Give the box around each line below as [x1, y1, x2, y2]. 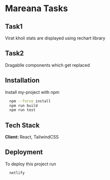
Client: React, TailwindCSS [5, 134, 59, 140]
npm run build [9, 103, 38, 108]
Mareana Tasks [5, 3, 68, 14]
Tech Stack [5, 121, 40, 129]
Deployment [5, 148, 43, 156]
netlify [9, 170, 25, 175]
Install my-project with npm [5, 89, 60, 95]
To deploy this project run [5, 161, 57, 167]
